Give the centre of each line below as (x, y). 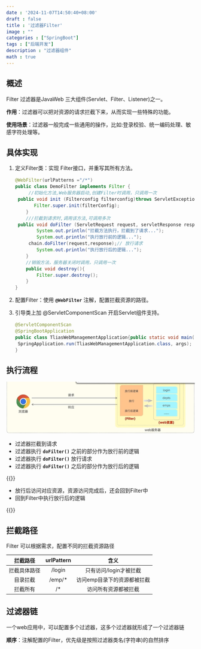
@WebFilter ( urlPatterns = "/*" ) (54, 180)
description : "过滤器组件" (39, 51)
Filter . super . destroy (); (68, 275)
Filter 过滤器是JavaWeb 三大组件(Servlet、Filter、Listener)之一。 (86, 99)
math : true (21, 57)
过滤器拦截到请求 (36, 444)
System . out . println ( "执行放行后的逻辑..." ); (89, 250)
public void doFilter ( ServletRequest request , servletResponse (99, 225)
